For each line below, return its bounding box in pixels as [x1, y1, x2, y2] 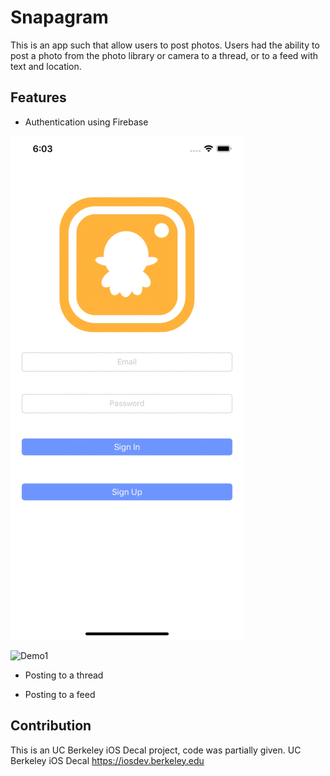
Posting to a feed [24, 688, 96, 700]
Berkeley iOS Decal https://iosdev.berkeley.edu [10, 754, 205, 766]
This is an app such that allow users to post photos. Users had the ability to [10, 39, 320, 51]
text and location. [10, 60, 82, 72]
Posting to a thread [24, 669, 104, 681]
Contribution [10, 717, 92, 735]
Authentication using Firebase [24, 116, 149, 128]
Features [10, 89, 67, 106]
